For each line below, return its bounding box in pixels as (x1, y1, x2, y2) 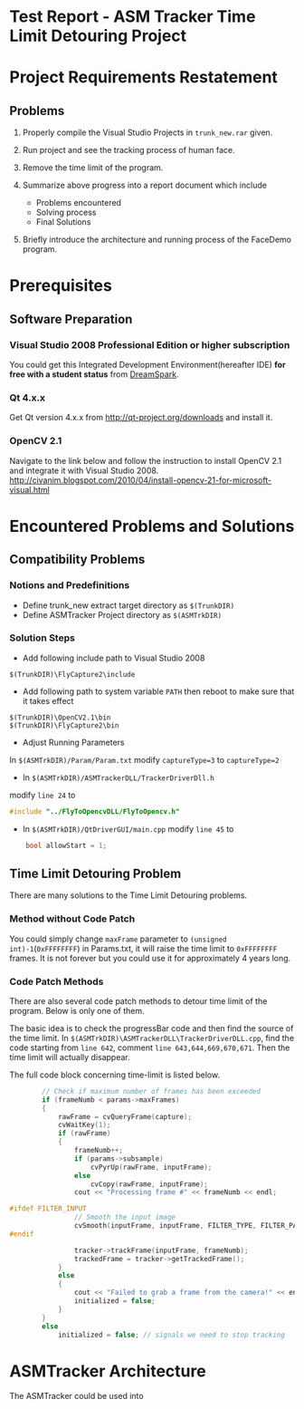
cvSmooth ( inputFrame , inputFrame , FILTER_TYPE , (73, 1221, 257, 1230)
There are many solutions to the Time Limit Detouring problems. (9, 890, 247, 901)
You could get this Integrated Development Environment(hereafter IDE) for (9, 360, 287, 371)
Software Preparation (9, 311, 133, 327)
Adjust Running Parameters (22, 737, 125, 748)
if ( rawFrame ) (57, 1129, 111, 1138)
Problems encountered (35, 198, 122, 208)
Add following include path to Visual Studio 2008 (22, 652, 205, 663)
